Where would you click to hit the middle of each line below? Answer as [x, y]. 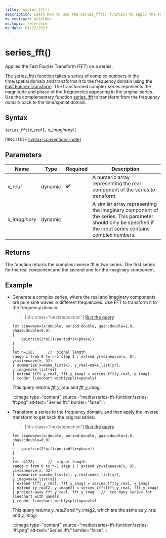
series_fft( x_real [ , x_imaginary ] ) [41, 130]
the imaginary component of [125, 210]
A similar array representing [124, 204]
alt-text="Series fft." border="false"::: [67, 402]
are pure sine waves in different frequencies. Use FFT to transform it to [84, 302]
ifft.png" [21, 530]
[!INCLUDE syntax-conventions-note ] [43, 139]
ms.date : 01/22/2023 [26, 28]
